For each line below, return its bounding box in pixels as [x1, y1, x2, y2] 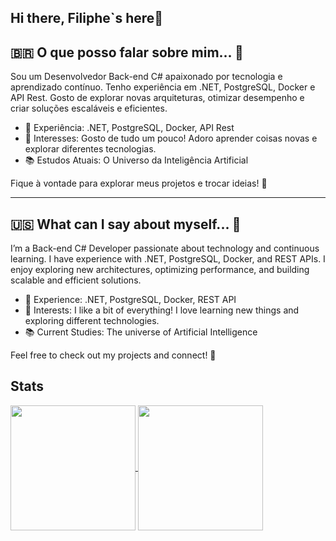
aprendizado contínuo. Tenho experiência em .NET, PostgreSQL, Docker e [10, 81, 316, 93]
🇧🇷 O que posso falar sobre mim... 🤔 [10, 44, 244, 61]
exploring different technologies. [24, 315, 160, 327]
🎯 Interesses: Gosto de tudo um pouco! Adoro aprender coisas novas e [24, 132, 318, 145]
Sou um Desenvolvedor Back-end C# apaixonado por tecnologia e [10, 71, 283, 83]
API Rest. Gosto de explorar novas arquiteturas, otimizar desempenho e [10, 92, 305, 104]
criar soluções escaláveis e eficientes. [10, 102, 168, 115]
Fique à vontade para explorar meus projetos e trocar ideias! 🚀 [10, 177, 268, 190]
